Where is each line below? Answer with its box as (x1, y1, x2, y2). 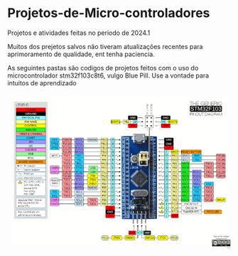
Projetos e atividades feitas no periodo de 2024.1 (7, 28, 151, 37)
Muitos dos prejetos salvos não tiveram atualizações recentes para (7, 42, 203, 50)
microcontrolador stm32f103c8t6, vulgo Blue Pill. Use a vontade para (7, 71, 210, 80)
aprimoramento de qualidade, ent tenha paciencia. (7, 50, 155, 58)
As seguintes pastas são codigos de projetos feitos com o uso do (7, 63, 199, 72)
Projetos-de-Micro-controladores (7, 5, 210, 21)
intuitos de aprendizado (7, 78, 77, 87)
